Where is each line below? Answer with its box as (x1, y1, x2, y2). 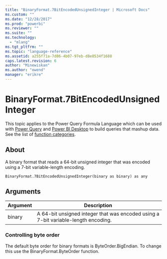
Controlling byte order (5, 232, 60, 239)
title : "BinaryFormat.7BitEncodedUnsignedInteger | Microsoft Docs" (5, 7, 150, 12)
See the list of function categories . (5, 131, 76, 137)
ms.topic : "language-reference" (5, 49, 72, 54)
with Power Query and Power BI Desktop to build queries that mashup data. (5, 126, 160, 132)
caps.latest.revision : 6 (5, 58, 57, 63)
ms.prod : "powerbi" (5, 21, 46, 26)
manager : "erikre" (5, 72, 43, 77)
